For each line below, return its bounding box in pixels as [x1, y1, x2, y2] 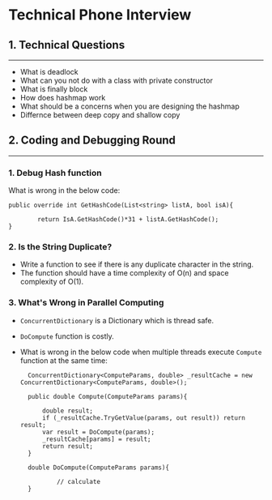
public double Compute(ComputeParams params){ [28, 392, 188, 400]
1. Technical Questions [8, 38, 125, 52]
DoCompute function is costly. [19, 331, 115, 341]
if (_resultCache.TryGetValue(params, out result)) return [41, 413, 245, 422]
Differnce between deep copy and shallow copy [19, 110, 181, 119]
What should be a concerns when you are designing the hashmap [19, 101, 240, 111]
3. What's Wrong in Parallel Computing [8, 297, 164, 309]
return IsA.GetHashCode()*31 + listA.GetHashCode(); [37, 216, 219, 224]
